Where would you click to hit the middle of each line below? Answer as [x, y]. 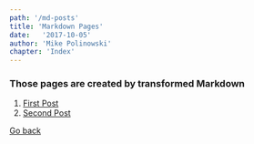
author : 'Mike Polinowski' [61, 43]
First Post [41, 103]
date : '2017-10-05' [51, 35]
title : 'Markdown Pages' [56, 26]
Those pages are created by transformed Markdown [127, 84]
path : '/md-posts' [44, 18]
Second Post [46, 113]
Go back [25, 131]
